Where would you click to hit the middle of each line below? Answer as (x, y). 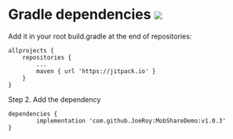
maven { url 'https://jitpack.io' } (96, 71)
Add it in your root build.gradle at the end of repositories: (100, 36)
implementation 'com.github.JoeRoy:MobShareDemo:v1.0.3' (131, 121)
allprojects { (31, 50)
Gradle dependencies (80, 15)
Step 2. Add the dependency (55, 99)
